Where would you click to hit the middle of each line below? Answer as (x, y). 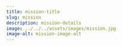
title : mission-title (33, 12)
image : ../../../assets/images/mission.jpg (61, 28)
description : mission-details (44, 23)
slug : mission (24, 17)
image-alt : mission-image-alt (44, 34)
